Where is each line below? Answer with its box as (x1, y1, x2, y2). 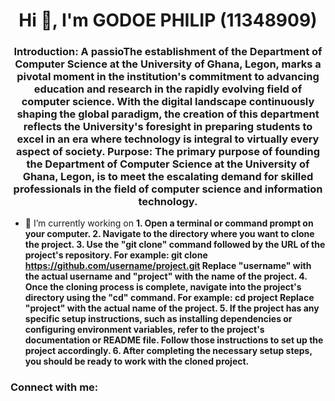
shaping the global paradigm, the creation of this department (16, 107, 320, 121)
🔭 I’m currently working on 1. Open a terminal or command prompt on (24, 217, 314, 229)
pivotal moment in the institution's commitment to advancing (16, 70, 320, 84)
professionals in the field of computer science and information (13, 182, 323, 196)
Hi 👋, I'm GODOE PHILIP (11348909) (18, 9, 318, 32)
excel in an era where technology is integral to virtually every (16, 132, 320, 146)
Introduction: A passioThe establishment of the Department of (13, 45, 323, 59)
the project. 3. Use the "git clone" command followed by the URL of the (24, 239, 326, 251)
